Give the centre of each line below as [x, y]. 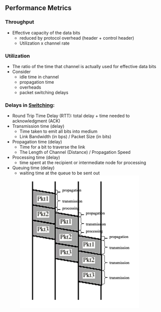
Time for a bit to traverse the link [52, 147]
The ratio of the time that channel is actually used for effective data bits [84, 66]
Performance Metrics [38, 8]
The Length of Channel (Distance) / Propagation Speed [75, 152]
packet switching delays [44, 92]
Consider [21, 72]
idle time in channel [39, 77]
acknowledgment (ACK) [36, 121]
